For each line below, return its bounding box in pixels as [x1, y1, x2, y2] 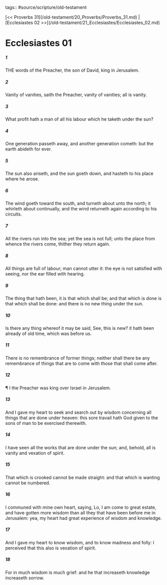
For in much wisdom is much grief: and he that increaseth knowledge [5, 569, 150, 575]
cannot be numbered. [5, 480, 51, 486]
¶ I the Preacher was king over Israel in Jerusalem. [5, 385, 111, 391]
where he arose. [5, 176, 40, 182]
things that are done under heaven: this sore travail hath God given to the [5, 414, 158, 421]
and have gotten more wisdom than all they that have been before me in [5, 509, 156, 515]
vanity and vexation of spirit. [5, 450, 65, 456]
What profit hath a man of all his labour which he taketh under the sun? [5, 116, 154, 122]
